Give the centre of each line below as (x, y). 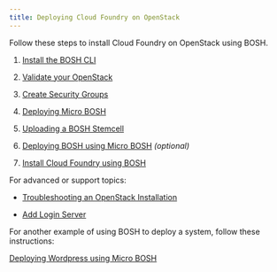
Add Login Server (54, 214)
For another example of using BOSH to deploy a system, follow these (135, 231)
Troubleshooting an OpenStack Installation (100, 197)
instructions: (32, 241)
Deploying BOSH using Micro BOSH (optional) (106, 145)
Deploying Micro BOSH (64, 111)
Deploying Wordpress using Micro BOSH (83, 258)
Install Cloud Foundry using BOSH (84, 163)
